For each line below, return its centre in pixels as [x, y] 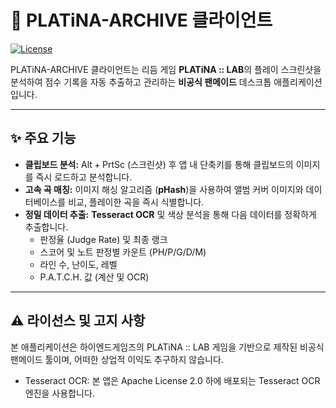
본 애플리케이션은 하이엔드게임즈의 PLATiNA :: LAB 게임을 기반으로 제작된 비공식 [167, 347]
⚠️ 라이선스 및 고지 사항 [78, 321]
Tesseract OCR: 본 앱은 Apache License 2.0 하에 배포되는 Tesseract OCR [172, 380]
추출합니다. [46, 227]
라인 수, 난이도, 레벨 [78, 264]
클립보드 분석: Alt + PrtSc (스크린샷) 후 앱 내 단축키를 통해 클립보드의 [159, 164]
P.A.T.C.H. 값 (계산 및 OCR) [94, 277]
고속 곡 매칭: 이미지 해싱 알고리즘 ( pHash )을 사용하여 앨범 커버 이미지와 [164, 189]
